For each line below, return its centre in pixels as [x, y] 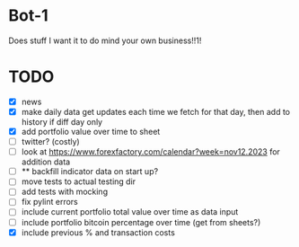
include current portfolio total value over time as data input [130, 212]
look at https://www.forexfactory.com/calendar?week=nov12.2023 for [150, 152]
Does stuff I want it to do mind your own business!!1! [105, 40]
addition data [46, 162]
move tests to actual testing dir [79, 181]
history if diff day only [62, 122]
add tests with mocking [65, 192]
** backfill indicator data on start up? [90, 172]
